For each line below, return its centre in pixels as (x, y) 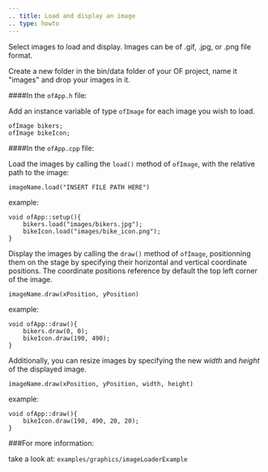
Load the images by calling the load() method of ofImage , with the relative (132, 164)
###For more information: (51, 443)
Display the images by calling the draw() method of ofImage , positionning (130, 253)
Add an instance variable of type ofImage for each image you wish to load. (132, 111)
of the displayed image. (48, 369)
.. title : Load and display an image (72, 16)
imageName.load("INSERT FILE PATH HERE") (79, 187)
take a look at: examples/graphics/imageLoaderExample (98, 458)
